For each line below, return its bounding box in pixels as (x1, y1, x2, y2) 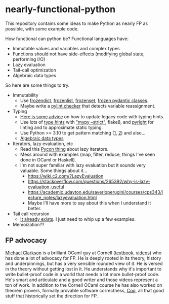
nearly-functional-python (5, 4, 115, 15)
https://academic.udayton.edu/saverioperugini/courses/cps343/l (27, 189, 163, 195)
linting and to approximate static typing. (20, 124, 103, 130)
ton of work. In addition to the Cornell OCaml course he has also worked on (5, 282, 162, 288)
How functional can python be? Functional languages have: (5, 36, 129, 42)
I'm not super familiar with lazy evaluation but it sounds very (20, 162, 146, 168)
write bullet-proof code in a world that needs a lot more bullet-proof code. (5, 271, 160, 277)
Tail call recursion (12, 211, 50, 217)
